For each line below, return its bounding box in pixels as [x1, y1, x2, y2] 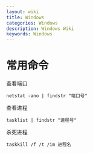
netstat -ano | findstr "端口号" [6, 93, 88, 99]
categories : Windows [6, 20, 59, 26]
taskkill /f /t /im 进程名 [6, 142, 71, 148]
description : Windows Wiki [6, 25, 74, 32]
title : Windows [6, 14, 45, 20]
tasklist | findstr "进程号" [6, 118, 77, 124]
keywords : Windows [6, 31, 53, 37]
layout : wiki [6, 8, 39, 15]
